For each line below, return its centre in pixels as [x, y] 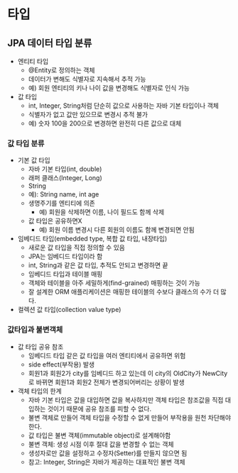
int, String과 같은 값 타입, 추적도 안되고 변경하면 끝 [98, 265]
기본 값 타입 [34, 160]
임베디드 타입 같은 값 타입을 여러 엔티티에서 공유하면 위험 [107, 355]
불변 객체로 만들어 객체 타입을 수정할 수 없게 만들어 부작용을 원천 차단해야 [130, 417]
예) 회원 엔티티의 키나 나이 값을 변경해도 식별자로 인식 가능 [109, 88]
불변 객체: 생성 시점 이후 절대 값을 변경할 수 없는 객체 [101, 444]
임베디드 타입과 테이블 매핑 [65, 274]
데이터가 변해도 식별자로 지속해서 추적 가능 [87, 79]
